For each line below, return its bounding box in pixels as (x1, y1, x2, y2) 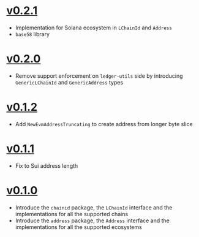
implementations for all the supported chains (15, 210, 129, 217)
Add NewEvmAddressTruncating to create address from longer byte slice (15, 120, 193, 127)
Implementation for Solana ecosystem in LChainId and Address (15, 24, 173, 31)
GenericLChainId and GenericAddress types (15, 78, 124, 86)
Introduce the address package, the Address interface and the (15, 217, 170, 224)
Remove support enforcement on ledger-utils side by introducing (15, 72, 183, 80)
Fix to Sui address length (15, 162, 78, 169)
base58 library (15, 30, 50, 37)
